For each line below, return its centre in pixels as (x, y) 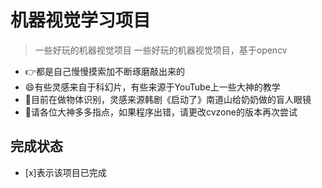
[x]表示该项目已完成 (65, 172)
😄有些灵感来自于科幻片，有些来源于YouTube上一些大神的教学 (152, 87)
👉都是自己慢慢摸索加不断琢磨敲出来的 (104, 71)
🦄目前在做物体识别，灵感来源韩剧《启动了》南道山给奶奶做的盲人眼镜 (168, 99)
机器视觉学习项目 (81, 20)
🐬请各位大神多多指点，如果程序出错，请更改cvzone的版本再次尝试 (161, 112)
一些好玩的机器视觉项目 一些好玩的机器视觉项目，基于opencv (161, 50)
